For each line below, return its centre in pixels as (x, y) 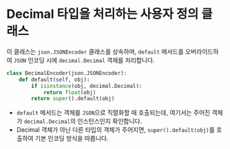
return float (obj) (70, 92)
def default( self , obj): (54, 80)
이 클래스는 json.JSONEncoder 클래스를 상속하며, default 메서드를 (95, 51)
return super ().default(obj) (73, 99)
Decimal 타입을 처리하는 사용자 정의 (103, 14)
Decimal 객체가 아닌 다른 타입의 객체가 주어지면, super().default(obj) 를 (115, 130)
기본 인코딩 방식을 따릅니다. (72, 139)
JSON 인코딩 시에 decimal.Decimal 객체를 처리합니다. (84, 60)
